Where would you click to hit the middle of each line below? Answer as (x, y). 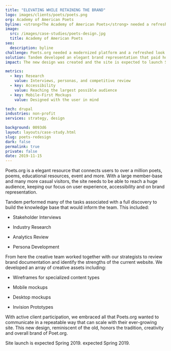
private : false (21, 151)
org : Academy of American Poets (39, 19)
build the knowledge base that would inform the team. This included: (77, 207)
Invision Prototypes (33, 307)
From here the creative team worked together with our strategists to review (84, 257)
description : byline (32, 48)
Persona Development (36, 247)
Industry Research (32, 227)
